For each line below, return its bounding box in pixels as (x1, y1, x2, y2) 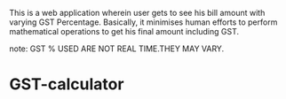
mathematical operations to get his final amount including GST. (9, 27, 240, 36)
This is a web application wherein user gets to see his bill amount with (9, 8, 266, 18)
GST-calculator (9, 74, 124, 95)
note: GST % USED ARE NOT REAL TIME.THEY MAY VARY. (9, 43, 225, 54)
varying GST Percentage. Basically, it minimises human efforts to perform (9, 17, 278, 27)
